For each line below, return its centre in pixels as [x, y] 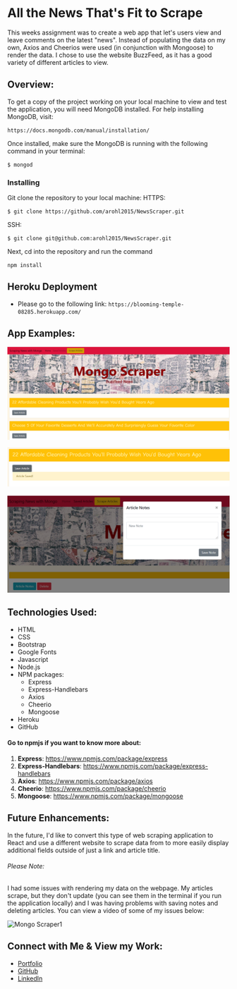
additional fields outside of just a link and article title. [84, 850]
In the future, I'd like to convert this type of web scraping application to [110, 835]
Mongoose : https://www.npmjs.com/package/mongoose [100, 796]
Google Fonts [37, 652]
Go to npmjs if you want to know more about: [74, 743]
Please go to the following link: [62, 304]
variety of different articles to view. [58, 62]
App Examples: [41, 334]
